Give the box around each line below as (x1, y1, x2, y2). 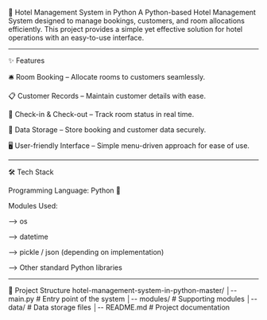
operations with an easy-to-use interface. (8, 33, 145, 42)
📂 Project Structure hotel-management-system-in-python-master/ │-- (8, 286, 238, 295)
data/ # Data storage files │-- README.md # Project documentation (8, 302, 230, 312)
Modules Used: (8, 201, 58, 210)
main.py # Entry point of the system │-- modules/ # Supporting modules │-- (8, 295, 258, 303)
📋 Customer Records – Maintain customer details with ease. (8, 92, 207, 100)
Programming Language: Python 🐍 (8, 185, 121, 195)
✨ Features (8, 56, 45, 65)
